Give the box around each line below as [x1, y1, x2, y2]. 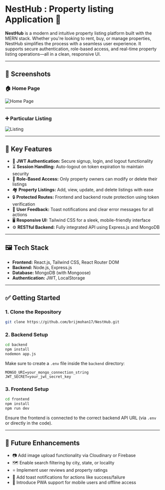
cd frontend [5, 397, 29, 402]
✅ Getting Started [5, 294, 60, 302]
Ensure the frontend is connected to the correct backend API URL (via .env [5, 415, 157, 421]
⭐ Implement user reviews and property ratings [12, 467, 108, 473]
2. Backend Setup [5, 331, 48, 338]
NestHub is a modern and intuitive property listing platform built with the [5, 30, 152, 36]
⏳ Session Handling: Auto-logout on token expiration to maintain [12, 163, 144, 169]
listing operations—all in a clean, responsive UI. [5, 51, 101, 57]
